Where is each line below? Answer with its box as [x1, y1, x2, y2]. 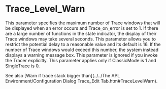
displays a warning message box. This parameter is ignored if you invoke [5, 52, 158, 58]
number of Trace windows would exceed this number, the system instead [5, 47, 159, 53]
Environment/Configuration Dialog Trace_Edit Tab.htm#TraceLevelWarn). [5, 78, 158, 84]
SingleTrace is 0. [5, 63, 40, 69]
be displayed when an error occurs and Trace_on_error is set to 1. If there [5, 25, 158, 31]
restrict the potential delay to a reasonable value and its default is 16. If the [5, 41, 161, 47]
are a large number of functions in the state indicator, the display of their [5, 30, 157, 36]
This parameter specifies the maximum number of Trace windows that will [5, 20, 160, 26]
